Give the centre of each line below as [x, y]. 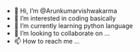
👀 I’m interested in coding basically [65, 18]
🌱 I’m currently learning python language [73, 26]
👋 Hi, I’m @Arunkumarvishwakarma [65, 11]
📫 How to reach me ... [47, 41]
